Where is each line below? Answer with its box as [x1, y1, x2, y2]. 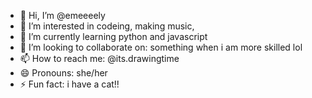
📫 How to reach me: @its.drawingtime [19, 53, 180, 64]
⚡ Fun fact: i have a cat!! [19, 78, 120, 90]
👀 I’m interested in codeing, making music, [19, 20, 195, 32]
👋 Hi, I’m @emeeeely [19, 10, 106, 21]
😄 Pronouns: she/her [19, 67, 108, 79]
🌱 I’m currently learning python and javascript [19, 31, 208, 42]
